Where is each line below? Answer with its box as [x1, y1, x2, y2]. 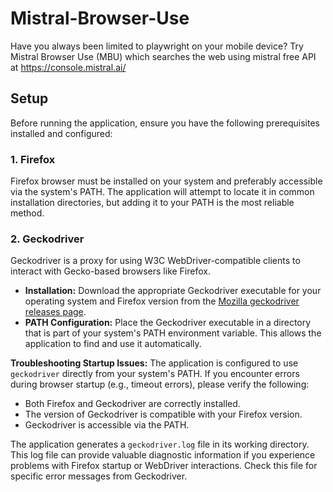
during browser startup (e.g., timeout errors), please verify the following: [10, 378, 310, 391]
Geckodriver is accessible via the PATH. [24, 419, 190, 431]
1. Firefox [10, 152, 56, 166]
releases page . [24, 306, 87, 318]
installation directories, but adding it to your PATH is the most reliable [10, 197, 295, 209]
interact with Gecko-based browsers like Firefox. [10, 265, 211, 277]
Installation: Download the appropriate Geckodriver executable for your [24, 285, 322, 297]
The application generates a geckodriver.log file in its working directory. [10, 438, 310, 451]
